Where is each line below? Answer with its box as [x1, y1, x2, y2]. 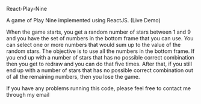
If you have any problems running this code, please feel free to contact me [6, 85, 191, 92]
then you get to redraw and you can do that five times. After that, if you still [6, 60, 193, 67]
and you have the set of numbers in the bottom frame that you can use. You [6, 35, 194, 41]
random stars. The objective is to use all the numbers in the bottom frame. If [6, 47, 195, 55]
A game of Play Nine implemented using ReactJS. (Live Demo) [6, 17, 161, 23]
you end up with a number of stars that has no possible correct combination [6, 54, 194, 61]
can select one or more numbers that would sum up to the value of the [6, 41, 181, 48]
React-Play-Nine [6, 5, 47, 12]
